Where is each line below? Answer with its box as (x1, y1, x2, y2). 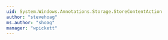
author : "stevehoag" (6, 14, 58, 20)
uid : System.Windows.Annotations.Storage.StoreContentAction (6, 8, 163, 15)
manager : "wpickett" (6, 25, 58, 31)
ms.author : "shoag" (6, 19, 55, 25)
